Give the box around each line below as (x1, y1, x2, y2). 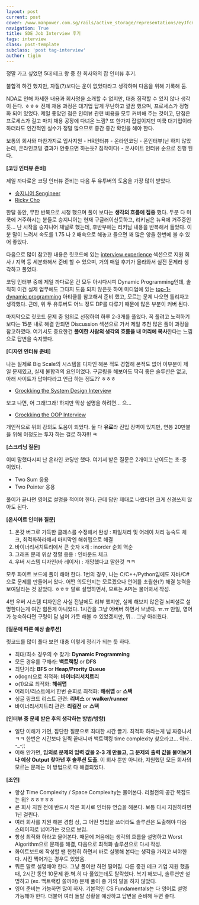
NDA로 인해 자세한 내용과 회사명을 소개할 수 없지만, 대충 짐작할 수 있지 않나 (6, 95, 179, 102)
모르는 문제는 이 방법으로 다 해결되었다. (14, 763, 105, 771)
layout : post (6, 8, 38, 15)
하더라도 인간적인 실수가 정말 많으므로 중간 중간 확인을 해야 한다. (6, 124, 155, 131)
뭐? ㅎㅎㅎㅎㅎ (21, 796, 54, 803)
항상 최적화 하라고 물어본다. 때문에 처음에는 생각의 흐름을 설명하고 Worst (14, 833, 182, 840)
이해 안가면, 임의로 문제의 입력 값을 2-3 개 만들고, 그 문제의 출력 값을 (14, 749, 172, 756)
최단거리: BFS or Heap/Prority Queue (14, 665, 105, 672)
